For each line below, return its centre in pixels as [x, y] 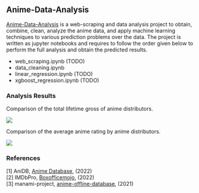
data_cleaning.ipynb [39, 68]
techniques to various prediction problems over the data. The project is [94, 37]
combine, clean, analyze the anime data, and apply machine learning [91, 30]
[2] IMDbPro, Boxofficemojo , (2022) [50, 177]
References [23, 158]
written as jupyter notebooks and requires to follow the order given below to [99, 43]
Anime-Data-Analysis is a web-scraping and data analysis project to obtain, [99, 24]
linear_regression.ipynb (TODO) [54, 73]
